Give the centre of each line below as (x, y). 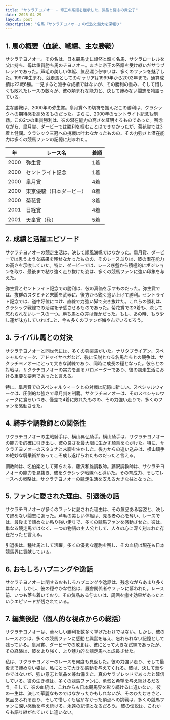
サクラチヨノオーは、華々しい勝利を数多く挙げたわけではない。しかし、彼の (85, 632)
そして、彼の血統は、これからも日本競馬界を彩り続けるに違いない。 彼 (87, 687)
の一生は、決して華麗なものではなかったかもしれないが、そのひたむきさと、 (85, 693)
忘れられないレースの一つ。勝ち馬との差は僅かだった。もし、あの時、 (78, 314)
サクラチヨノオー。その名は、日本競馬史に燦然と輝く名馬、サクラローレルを (85, 59)
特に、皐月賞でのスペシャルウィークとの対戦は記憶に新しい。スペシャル (80, 387)
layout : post (19, 19)
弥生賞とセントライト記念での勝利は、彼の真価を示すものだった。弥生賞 (80, 288)
